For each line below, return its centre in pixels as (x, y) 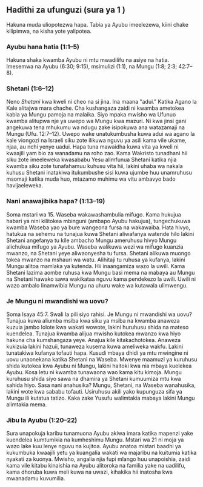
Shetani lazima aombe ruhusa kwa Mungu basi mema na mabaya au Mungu (101, 272)
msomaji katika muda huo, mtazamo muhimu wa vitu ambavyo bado (91, 179)
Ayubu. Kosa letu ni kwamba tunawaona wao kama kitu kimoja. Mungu (94, 372)
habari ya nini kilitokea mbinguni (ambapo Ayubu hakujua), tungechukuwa (98, 221)
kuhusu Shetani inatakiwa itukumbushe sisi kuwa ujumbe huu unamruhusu (99, 173)
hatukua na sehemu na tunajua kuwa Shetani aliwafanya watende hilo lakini (100, 233)
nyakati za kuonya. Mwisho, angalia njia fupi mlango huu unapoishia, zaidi (98, 459)
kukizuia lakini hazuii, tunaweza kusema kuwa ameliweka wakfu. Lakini (95, 346)
